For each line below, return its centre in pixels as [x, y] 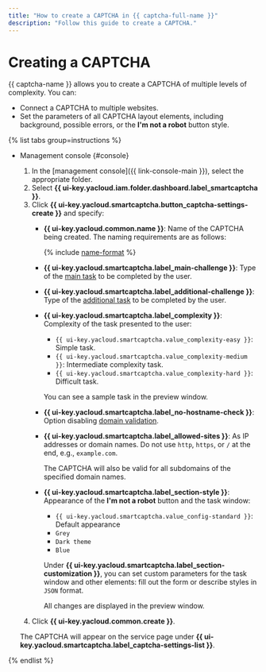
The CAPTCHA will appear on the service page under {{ [111, 637]
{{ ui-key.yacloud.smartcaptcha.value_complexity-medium [151, 357]
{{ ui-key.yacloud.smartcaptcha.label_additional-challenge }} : [149, 292]
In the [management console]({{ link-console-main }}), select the [138, 171]
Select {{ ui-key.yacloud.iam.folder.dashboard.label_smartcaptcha [145, 188]
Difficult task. [77, 381]
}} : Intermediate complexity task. [110, 365]
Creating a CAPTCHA [79, 62]
